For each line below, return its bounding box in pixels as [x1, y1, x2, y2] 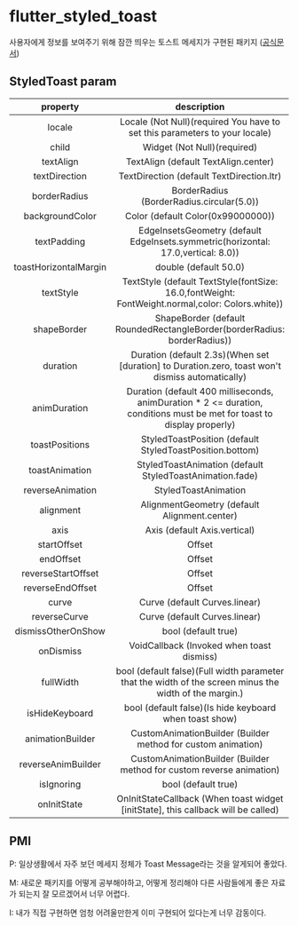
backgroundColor [23, 210, 98, 222]
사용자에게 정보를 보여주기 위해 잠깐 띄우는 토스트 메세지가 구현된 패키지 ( [9, 36, 263, 47]
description [175, 100, 225, 113]
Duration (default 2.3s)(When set [130, 348, 270, 360]
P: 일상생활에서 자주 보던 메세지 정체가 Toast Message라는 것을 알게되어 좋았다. [9, 859, 287, 869]
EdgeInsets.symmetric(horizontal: [129, 235, 271, 248]
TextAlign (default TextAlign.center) [125, 155, 275, 168]
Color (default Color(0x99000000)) [125, 210, 275, 222]
